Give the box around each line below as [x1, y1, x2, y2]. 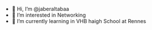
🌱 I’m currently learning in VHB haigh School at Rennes [11, 18, 147, 24]
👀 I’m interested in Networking [11, 12, 86, 18]
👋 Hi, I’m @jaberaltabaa [11, 6, 69, 12]
